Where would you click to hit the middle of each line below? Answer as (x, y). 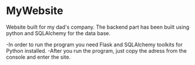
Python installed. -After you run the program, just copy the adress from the (96, 50)
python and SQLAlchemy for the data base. (58, 33)
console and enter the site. (38, 57)
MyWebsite (35, 11)
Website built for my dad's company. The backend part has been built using (98, 27)
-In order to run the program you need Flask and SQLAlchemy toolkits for (95, 45)
